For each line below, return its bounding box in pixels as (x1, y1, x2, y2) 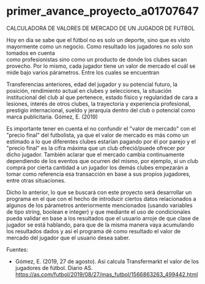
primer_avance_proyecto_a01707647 (6, 4, 199, 18)
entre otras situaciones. (6, 177, 66, 184)
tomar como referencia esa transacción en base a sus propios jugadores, (6, 170, 191, 178)
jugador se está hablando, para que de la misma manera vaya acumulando (6, 221, 195, 228)
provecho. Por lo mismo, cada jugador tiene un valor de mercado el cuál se (6, 62, 196, 70)
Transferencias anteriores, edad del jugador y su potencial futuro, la (6, 81, 177, 88)
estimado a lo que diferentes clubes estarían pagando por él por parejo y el (6, 137, 196, 145)
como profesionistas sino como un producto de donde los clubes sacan (6, 56, 187, 63)
